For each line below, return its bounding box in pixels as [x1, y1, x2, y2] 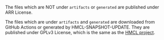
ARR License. [5, 9, 32, 15]
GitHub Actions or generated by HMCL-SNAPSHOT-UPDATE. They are [5, 24, 150, 30]
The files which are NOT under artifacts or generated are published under [5, 4, 159, 10]
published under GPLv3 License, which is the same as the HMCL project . [5, 30, 155, 35]
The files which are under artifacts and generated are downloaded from [5, 19, 155, 25]
